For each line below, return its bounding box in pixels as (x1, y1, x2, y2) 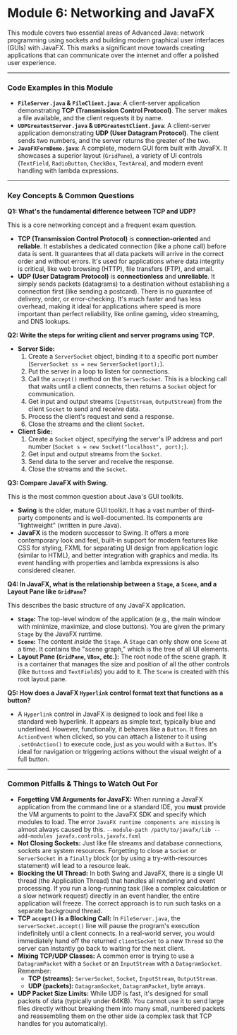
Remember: (17, 966, 51, 975)
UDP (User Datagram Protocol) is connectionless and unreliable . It (17, 272, 215, 280)
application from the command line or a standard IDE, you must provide (17, 802, 226, 811)
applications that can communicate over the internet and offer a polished (7, 51, 219, 59)
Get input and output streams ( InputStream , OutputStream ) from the (28, 397, 222, 405)
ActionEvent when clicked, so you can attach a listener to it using (17, 732, 207, 741)
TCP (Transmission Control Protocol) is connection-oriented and (17, 234, 211, 243)
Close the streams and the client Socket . (28, 420, 145, 428)
